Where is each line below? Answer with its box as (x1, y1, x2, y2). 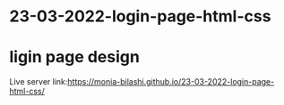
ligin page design (9, 47, 141, 68)
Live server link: (9, 77, 68, 87)
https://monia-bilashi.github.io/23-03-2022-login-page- (66, 77, 275, 87)
